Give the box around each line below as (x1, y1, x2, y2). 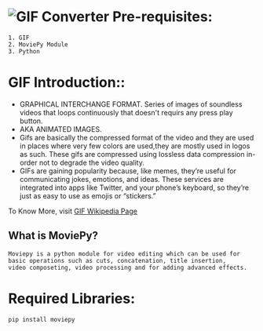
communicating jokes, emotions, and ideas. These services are (19, 174, 224, 184)
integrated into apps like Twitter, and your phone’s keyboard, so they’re (19, 183, 250, 192)
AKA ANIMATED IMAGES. (19, 124, 102, 133)
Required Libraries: (8, 289, 136, 307)
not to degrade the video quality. (38, 158, 145, 167)
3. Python (8, 47, 41, 55)
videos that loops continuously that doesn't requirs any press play (19, 107, 233, 117)
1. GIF (8, 34, 30, 42)
